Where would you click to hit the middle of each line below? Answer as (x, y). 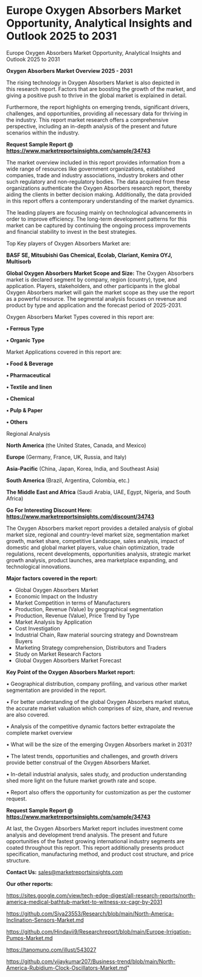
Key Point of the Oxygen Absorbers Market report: (71, 672)
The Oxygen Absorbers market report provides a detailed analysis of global (100, 528)
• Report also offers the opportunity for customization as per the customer (99, 792)
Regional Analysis (28, 433)
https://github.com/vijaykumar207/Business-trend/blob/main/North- (91, 961)
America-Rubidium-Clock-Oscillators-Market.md (67, 967)
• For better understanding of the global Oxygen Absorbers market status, (99, 702)
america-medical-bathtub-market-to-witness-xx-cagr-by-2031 (84, 902)
